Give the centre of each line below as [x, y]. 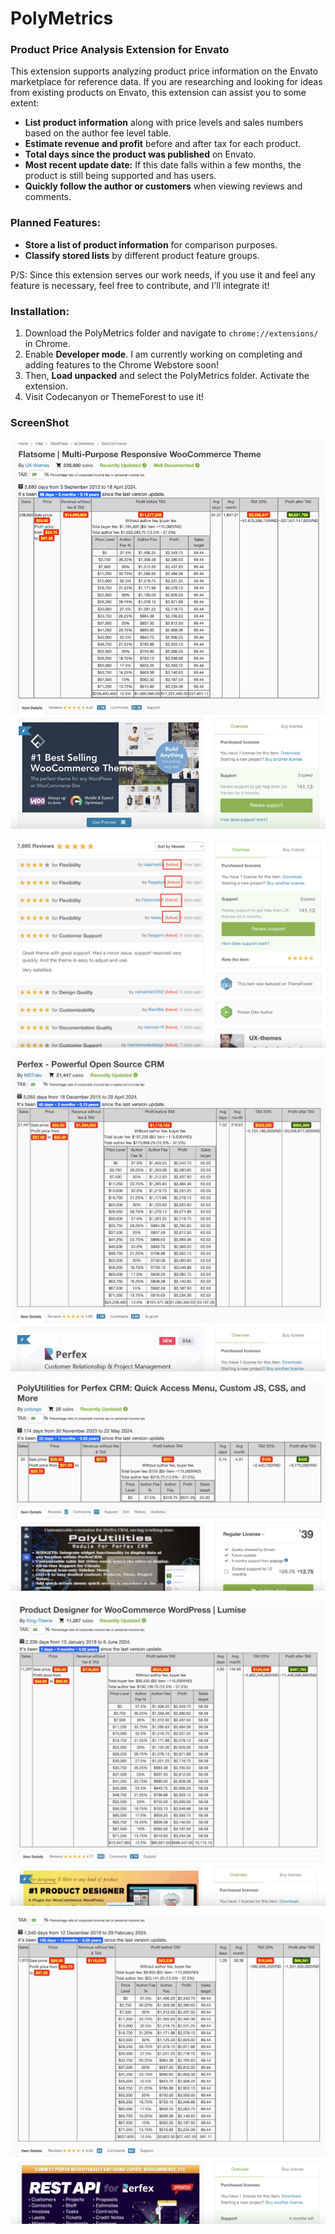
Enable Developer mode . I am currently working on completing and [163, 354]
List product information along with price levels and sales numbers [164, 123]
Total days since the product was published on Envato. [140, 154]
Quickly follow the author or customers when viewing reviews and [163, 186]
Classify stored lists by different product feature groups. [142, 255]
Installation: [40, 311]
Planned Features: [56, 223]
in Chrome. [47, 344]
